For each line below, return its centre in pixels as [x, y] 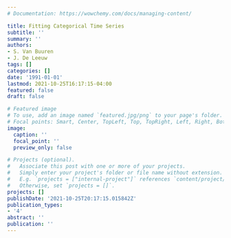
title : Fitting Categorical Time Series [66, 26]
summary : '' [24, 39]
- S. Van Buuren [30, 52]
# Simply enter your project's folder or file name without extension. [115, 173]
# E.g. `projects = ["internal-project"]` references [89, 179]
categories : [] [29, 71]
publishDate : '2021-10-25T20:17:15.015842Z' [72, 198]
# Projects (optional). [41, 160]
